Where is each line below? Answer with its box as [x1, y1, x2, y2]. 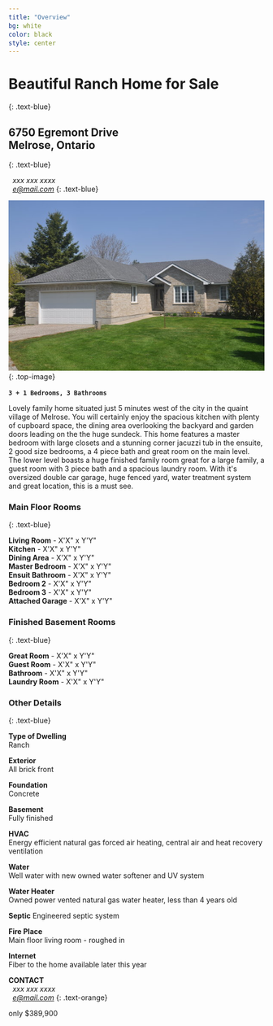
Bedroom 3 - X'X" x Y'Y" [8, 587, 92, 597]
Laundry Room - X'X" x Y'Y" [8, 676, 105, 687]
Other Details [8, 696, 63, 708]
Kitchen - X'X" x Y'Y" [8, 544, 81, 554]
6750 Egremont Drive [8, 125, 119, 139]
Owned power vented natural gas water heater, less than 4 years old [8, 895, 238, 905]
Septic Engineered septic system [8, 911, 119, 921]
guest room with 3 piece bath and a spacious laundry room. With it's [8, 464, 237, 474]
